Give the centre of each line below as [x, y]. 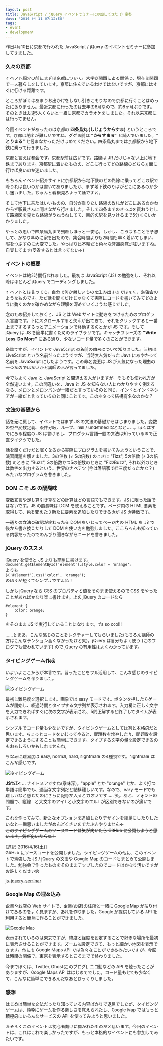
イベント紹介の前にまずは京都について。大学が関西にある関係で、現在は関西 [82, 78]
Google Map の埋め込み [33, 894]
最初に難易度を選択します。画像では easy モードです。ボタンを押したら [77, 699]
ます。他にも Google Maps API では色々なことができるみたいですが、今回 [83, 950]
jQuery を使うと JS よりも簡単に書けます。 [48, 560]
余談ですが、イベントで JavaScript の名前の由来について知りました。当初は [81, 349]
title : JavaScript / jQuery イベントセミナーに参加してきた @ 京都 [69, 14]
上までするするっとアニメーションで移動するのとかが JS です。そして [75, 327]
